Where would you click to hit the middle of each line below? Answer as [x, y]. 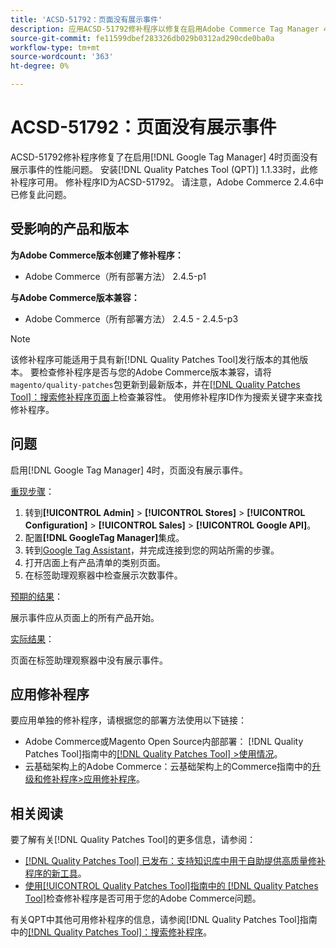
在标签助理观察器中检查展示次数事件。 [103, 575]
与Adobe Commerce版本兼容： [75, 297]
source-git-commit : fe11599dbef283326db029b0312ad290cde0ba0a [142, 38]
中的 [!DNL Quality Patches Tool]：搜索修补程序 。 [111, 932]
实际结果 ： [32, 638]
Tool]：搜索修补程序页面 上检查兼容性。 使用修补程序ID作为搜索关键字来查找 [166, 397]
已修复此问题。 [41, 194]
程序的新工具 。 [55, 873]
